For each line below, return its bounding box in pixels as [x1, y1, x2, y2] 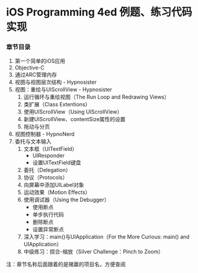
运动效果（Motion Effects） [23, 189, 91, 196]
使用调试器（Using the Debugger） [23, 196, 110, 204]
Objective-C [14, 64, 45, 71]
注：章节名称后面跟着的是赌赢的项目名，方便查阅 [6, 261, 126, 268]
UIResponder [32, 152, 65, 159]
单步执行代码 [32, 211, 64, 218]
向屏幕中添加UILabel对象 [23, 182, 84, 189]
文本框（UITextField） [23, 145, 78, 153]
